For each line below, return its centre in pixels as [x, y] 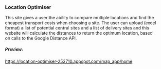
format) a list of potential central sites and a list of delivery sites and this [77, 28]
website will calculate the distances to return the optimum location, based [79, 33]
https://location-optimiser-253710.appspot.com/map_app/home [69, 61]
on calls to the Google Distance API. [41, 38]
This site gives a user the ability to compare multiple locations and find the [80, 18]
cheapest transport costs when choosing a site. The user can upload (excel [81, 23]
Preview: [14, 49]
